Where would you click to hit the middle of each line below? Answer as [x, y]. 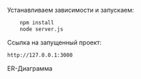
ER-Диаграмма [30, 68]
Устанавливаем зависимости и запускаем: [70, 10]
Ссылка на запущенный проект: [55, 42]
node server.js [42, 29]
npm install [37, 23]
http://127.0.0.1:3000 [40, 55]
